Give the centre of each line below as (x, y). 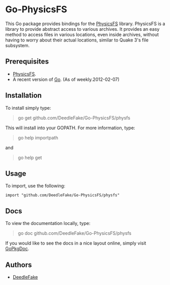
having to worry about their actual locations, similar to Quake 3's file (77, 40)
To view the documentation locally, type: (48, 223)
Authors (19, 265)
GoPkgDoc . (17, 249)
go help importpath (38, 137)
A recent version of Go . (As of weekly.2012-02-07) (66, 79)
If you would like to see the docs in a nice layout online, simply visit (76, 243)
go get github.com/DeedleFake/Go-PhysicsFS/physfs (74, 118)
